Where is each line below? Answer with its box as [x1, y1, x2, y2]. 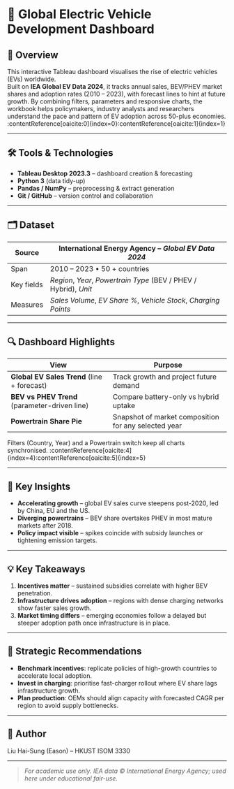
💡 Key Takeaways [7, 563, 86, 575]
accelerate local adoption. [17, 671, 93, 680]
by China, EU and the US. [17, 507, 91, 515]
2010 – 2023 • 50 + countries [49, 263, 150, 273]
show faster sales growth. [17, 604, 92, 612]
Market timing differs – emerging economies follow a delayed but [17, 611, 207, 620]
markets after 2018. [17, 521, 73, 530]
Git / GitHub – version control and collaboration [17, 191, 153, 200]
